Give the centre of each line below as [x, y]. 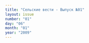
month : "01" [17, 28]
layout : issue [20, 14]
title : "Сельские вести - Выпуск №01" [45, 10]
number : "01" [18, 19]
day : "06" [15, 23]
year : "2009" [18, 33]
